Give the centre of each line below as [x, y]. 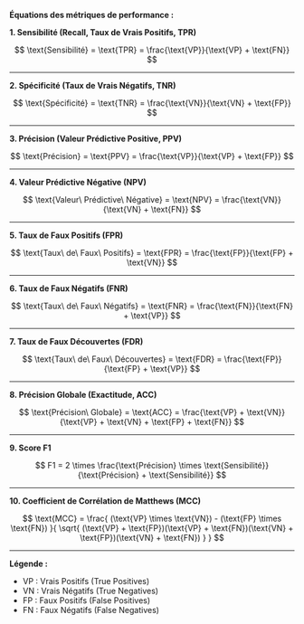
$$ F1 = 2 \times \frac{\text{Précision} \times [118, 465]
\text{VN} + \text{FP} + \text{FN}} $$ [176, 422]
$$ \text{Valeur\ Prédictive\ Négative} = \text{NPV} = [121, 199]
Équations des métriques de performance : [92, 15]
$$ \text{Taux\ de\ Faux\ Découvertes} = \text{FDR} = [122, 359]
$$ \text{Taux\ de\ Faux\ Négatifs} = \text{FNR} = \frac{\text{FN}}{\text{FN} [152, 306]
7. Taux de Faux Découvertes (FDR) [76, 341]
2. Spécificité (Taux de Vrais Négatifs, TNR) [93, 85]
